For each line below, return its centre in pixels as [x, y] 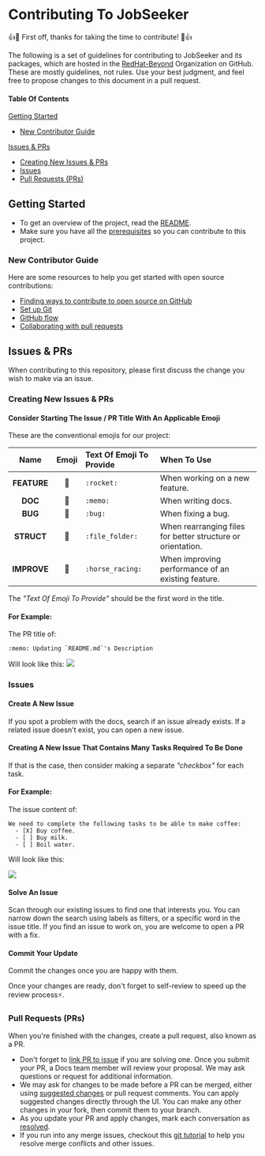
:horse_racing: [114, 569]
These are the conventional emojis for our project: [90, 436]
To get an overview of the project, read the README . [105, 222]
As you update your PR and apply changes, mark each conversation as [134, 1118]
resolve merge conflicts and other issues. [87, 1143]
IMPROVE [30, 569]
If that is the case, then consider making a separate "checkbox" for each [126, 765]
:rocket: [102, 483]
